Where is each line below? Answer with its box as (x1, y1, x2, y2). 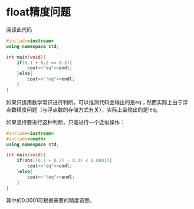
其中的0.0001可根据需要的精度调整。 (6, 197, 96, 204)
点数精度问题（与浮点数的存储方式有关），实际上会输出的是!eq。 (6, 106, 161, 113)
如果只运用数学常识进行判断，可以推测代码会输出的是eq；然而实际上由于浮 (6, 98, 188, 105)
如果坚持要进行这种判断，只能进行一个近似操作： (6, 118, 125, 126)
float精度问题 (6, 5, 71, 19)
